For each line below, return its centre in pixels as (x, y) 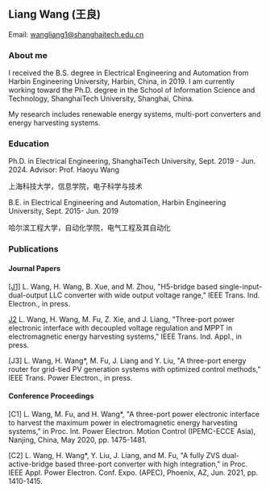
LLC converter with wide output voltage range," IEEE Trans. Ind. (155, 295)
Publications (33, 249)
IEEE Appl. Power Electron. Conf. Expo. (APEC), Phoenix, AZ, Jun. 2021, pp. (133, 472)
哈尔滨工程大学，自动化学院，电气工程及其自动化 (89, 227)
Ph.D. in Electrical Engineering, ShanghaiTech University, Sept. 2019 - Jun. (132, 161)
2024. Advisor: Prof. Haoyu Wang (64, 170)
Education (29, 144)
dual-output (28, 295)
